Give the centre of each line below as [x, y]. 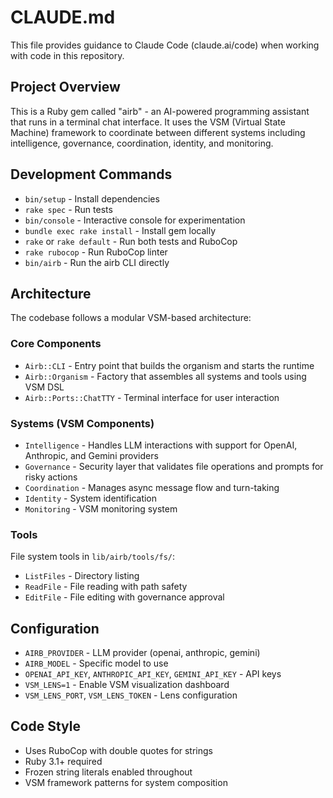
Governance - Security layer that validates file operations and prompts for [174, 466]
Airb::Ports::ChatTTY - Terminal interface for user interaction [152, 397]
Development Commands [91, 174]
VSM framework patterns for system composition [126, 782]
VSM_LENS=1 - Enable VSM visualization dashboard [127, 685]
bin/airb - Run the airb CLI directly [97, 262]
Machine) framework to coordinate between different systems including [158, 132]
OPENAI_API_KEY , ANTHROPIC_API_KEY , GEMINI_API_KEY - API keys [153, 674]
